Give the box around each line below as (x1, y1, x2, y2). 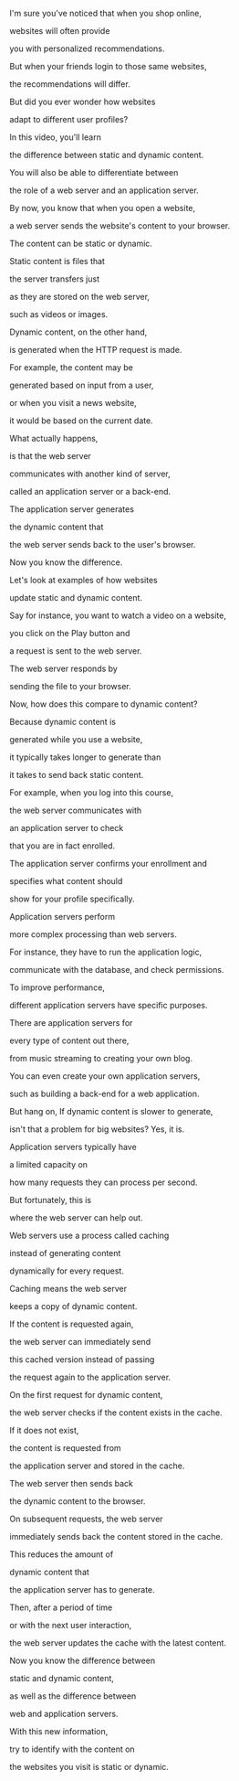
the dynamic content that (9, 521, 104, 532)
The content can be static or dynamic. (9, 238, 153, 249)
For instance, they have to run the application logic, (9, 946, 203, 957)
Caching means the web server (9, 1284, 128, 1294)
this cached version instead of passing (9, 1354, 155, 1365)
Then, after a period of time (9, 1602, 113, 1613)
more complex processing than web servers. (9, 929, 178, 940)
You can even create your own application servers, (9, 1071, 201, 1082)
